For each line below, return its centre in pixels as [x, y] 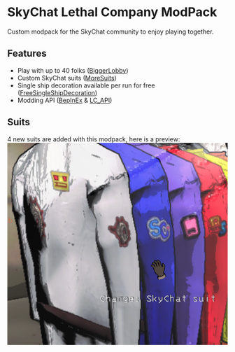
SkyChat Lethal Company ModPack [112, 12]
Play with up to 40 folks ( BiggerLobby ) [73, 70]
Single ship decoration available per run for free [86, 85]
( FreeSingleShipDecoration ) [57, 92]
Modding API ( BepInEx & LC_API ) [65, 100]
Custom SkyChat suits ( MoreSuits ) [67, 78]
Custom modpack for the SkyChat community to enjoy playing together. [111, 31]
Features [27, 54]
